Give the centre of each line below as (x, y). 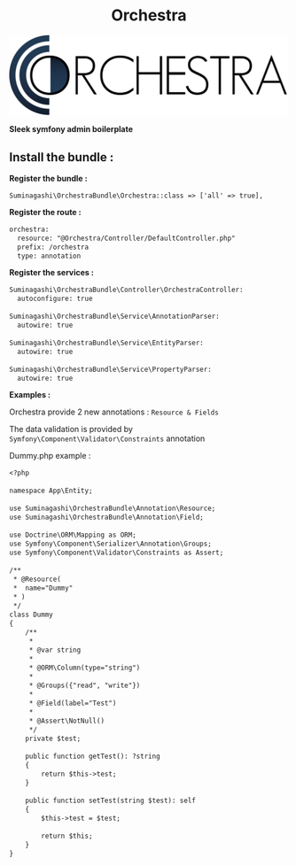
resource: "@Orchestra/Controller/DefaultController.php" (127, 238)
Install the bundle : (62, 157)
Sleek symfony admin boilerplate (71, 129)
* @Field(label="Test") (73, 703)
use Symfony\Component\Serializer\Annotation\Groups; (111, 544)
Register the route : (45, 212)
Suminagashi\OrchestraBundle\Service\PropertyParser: (111, 369)
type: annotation (49, 256)
